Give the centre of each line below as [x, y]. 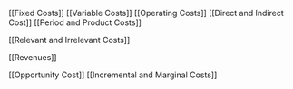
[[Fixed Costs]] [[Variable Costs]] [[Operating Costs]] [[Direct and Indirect [146, 13]
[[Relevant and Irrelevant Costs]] [69, 40]
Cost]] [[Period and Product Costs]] [75, 22]
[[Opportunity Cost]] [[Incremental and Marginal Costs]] [113, 75]
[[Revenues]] [33, 57]
